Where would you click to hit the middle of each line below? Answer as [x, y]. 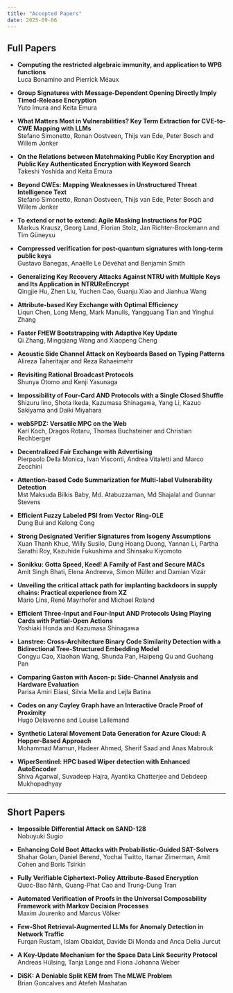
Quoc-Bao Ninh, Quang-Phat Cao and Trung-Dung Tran [97, 886]
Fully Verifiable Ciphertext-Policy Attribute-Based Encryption [108, 878]
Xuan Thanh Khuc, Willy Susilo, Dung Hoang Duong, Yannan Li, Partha [118, 544]
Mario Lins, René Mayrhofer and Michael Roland [86, 600]
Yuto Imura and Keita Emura [57, 107]
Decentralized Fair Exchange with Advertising [85, 452]
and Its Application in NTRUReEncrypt [73, 284]
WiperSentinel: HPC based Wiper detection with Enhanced [104, 762]
